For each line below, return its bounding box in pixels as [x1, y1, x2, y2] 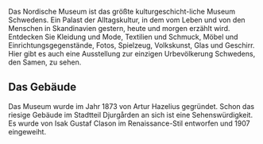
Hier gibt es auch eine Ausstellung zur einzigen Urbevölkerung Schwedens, [8, 49, 256, 58]
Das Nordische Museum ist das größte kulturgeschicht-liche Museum [8, 7, 236, 16]
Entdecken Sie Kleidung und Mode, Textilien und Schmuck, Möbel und [8, 32, 238, 41]
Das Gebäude [8, 80, 77, 94]
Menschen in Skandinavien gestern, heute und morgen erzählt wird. [8, 24, 230, 33]
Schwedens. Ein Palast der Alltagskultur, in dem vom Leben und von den [8, 15, 246, 25]
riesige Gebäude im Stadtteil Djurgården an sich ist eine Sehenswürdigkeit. [8, 110, 253, 119]
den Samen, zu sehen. [8, 57, 82, 67]
